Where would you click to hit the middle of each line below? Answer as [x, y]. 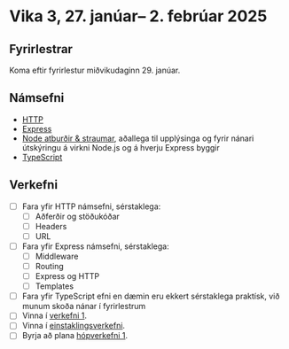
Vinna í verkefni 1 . [54, 315]
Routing [49, 266]
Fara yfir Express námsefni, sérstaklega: [96, 246]
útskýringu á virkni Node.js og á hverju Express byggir [121, 147]
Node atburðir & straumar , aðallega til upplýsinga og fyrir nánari [138, 138]
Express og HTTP [67, 276]
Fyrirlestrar [41, 49]
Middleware [57, 256]
